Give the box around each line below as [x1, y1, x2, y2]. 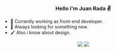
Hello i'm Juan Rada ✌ [55, 5, 111, 12]
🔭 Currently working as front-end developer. [10, 18, 104, 24]
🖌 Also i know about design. [10, 30, 71, 36]
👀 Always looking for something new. [10, 24, 88, 30]
